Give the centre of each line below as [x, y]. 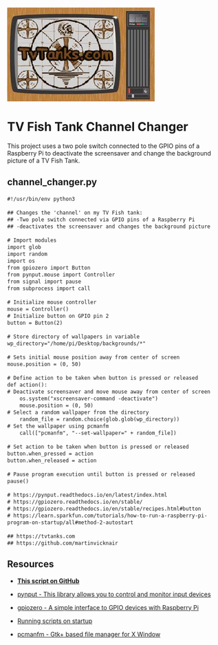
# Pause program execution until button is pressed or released [101, 474]
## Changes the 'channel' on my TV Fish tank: [75, 213]
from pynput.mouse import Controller [61, 275]
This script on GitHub [48, 581]
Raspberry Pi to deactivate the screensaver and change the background [109, 153]
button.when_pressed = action [51, 454]
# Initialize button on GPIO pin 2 [58, 316]
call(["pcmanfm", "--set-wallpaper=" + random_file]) [98, 433]
